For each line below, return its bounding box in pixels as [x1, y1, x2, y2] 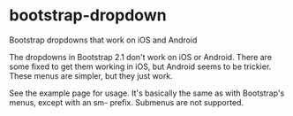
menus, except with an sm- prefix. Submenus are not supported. [9, 97, 244, 107]
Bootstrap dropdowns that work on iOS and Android [9, 35, 198, 45]
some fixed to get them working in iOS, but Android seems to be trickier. [9, 61, 272, 72]
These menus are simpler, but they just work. [9, 70, 174, 81]
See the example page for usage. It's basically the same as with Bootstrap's [9, 88, 285, 98]
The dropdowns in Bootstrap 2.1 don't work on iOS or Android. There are [9, 51, 272, 62]
